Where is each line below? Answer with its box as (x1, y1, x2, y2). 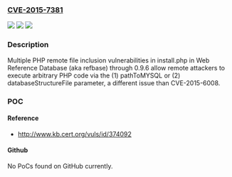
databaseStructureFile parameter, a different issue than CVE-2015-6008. (7, 78, 221, 87)
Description (7, 40, 49, 50)
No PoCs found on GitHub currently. (7, 161, 113, 170)
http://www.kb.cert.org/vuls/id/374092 (17, 129, 132, 138)
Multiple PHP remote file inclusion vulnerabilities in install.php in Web (7, 55, 210, 65)
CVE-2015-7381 (7, 5, 63, 15)
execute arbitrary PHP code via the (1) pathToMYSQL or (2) (7, 71, 181, 80)
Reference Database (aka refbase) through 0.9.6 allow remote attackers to (7, 63, 226, 72)
